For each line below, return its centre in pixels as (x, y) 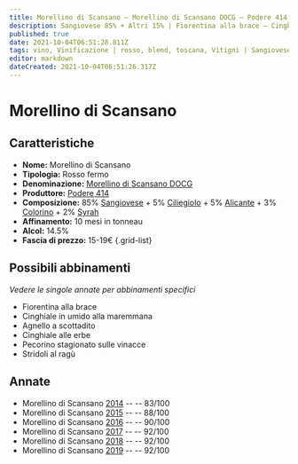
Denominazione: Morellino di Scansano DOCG (107, 184)
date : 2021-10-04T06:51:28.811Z (69, 42)
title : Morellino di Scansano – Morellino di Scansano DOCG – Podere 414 (149, 17)
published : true (39, 34)
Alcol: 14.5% (45, 231)
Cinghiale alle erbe (56, 334)
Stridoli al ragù (49, 354)
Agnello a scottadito (59, 326)
